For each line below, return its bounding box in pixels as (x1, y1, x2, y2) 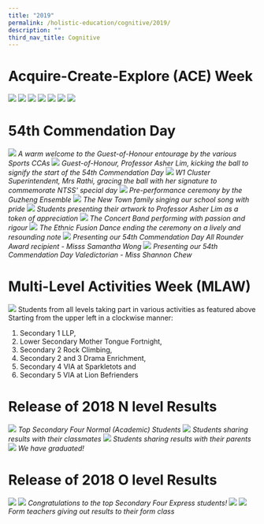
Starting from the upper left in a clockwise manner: (8, 313, 173, 323)
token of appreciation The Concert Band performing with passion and (8, 214, 246, 223)
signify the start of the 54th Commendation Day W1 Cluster (8, 168, 210, 177)
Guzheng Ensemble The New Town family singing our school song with (8, 195, 250, 205)
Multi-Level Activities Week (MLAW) (8, 277, 251, 295)
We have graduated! (17, 444, 85, 453)
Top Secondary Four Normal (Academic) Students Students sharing (17, 425, 248, 434)
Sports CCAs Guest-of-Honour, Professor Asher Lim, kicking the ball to (8, 158, 249, 168)
